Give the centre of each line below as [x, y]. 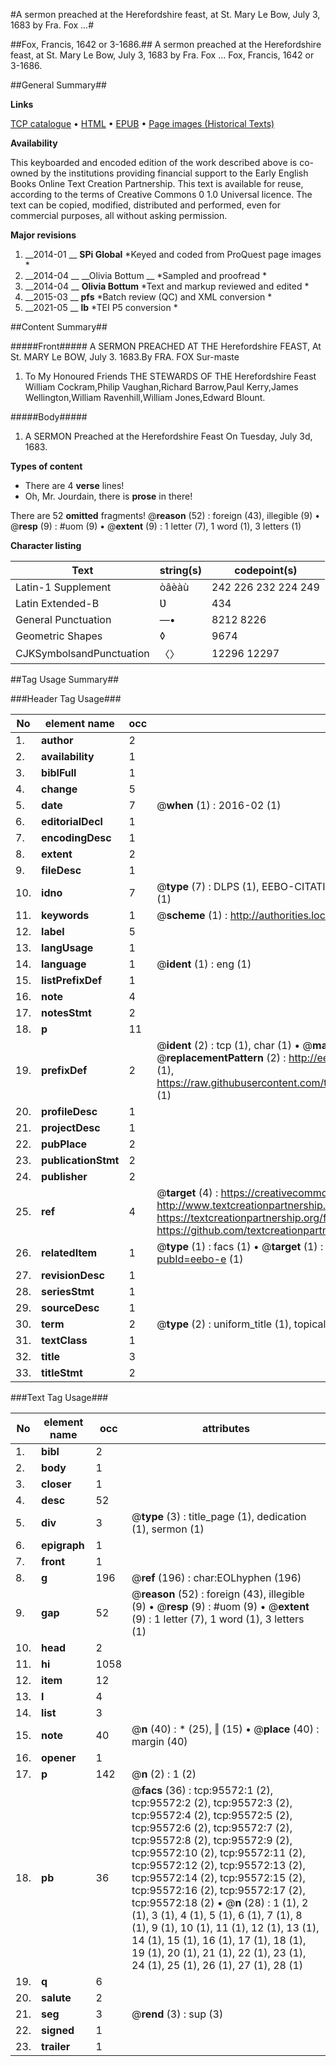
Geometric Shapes [59, 636]
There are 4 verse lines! [74, 485]
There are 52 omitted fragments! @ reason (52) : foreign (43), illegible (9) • [165, 515]
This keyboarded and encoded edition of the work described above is [154, 162]
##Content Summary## [59, 327]
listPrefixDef [72, 980]
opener [59, 1757]
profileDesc [69, 1111]
